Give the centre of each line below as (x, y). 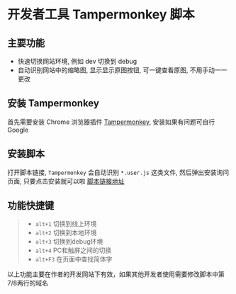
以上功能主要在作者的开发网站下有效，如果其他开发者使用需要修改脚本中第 (116, 274)
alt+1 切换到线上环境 (66, 224)
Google (18, 130)
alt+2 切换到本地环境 (66, 233)
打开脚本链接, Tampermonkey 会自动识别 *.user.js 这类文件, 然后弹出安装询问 (118, 172)
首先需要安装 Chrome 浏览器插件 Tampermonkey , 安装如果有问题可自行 (111, 122)
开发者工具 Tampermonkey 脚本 (101, 15)
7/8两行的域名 (28, 283)
